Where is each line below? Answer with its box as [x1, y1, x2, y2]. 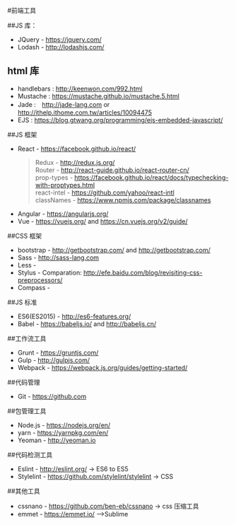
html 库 [7, 65, 40, 77]
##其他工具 [7, 487, 40, 495]
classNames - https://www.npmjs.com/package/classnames [35, 195, 211, 204]
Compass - [17, 283, 51, 292]
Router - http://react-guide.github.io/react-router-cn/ [35, 166, 189, 174]
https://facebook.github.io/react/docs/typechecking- [73, 173, 229, 182]
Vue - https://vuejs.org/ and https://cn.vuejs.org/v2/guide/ [17, 217, 189, 225]
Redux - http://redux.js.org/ [35, 158, 115, 166]
